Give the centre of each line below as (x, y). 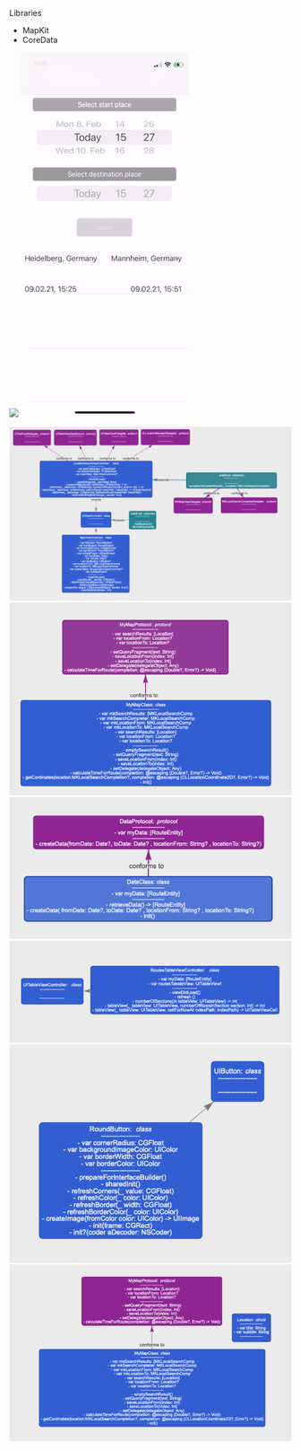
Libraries (26, 13)
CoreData (40, 40)
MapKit (35, 30)
